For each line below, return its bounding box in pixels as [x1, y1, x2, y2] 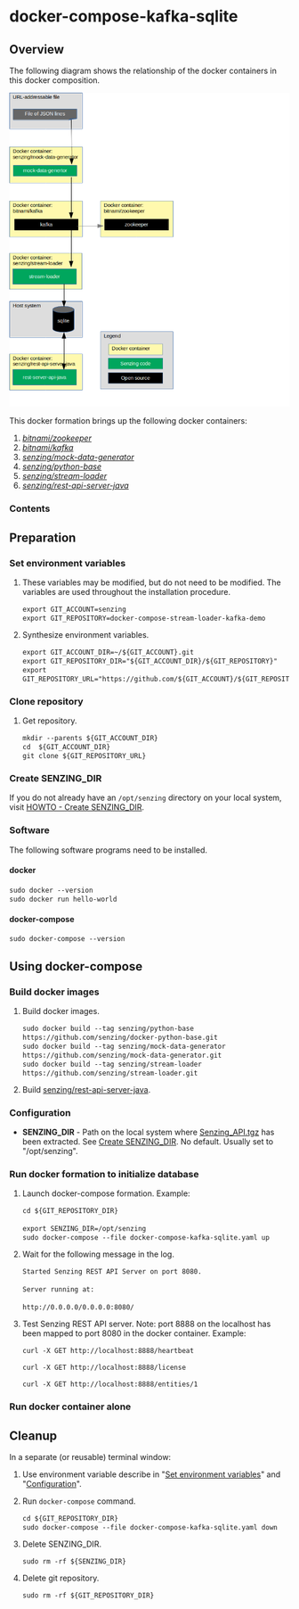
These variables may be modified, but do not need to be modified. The [21, 577, 282, 588]
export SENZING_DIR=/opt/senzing [21, 1225, 147, 1234]
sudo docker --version [9, 886, 93, 895]
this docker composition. [9, 75, 101, 86]
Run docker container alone [9, 1400, 132, 1413]
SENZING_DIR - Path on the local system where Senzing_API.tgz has [21, 1126, 275, 1138]
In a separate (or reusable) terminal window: [9, 1452, 172, 1463]
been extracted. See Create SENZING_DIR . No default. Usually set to [21, 1136, 274, 1147]
